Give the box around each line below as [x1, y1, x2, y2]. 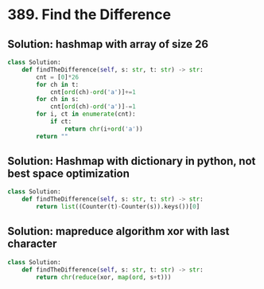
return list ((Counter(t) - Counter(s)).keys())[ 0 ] [36, 203, 200, 211]
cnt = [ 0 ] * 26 [36, 73, 80, 81]
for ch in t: [36, 80, 80, 88]
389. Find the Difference [7, 6, 172, 24]
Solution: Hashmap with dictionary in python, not [7, 154, 256, 168]
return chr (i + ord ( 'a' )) [64, 125, 144, 133]
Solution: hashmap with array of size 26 [7, 37, 208, 51]
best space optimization [7, 167, 130, 181]
